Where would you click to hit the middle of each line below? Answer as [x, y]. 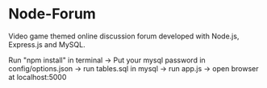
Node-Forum [52, 14]
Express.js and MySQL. [47, 44]
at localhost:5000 [38, 77]
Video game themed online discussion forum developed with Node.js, [124, 36]
